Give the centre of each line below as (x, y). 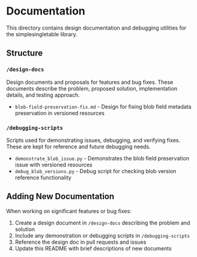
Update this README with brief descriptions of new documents (93, 248)
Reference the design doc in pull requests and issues (80, 242)
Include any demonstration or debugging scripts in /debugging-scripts (102, 235)
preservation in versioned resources (60, 113)
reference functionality (43, 177)
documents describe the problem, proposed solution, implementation (92, 88)
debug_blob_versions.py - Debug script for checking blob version (95, 171)
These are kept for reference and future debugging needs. (79, 147)
